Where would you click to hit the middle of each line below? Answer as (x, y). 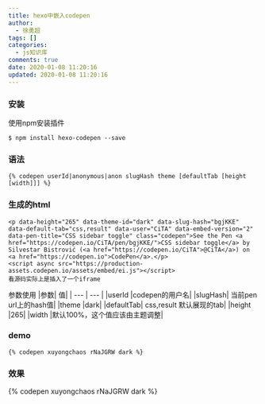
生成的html (29, 205)
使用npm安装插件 (36, 122)
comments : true (33, 60)
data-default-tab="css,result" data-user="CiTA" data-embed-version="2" (131, 229)
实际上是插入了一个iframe (63, 279)
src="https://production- (101, 263)
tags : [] (23, 38)
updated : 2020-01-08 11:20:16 (58, 75)
